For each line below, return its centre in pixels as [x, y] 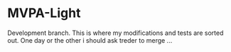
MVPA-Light [44, 13]
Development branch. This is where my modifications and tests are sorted [116, 33]
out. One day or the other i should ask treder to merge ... [90, 40]
